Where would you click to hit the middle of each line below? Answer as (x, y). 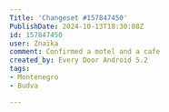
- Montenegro (34, 77)
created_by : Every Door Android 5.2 (79, 60)
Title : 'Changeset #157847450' (69, 18)
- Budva (24, 86)
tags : (20, 69)
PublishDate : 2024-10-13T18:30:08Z (77, 26)
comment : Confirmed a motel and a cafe (85, 52)
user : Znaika (34, 43)
